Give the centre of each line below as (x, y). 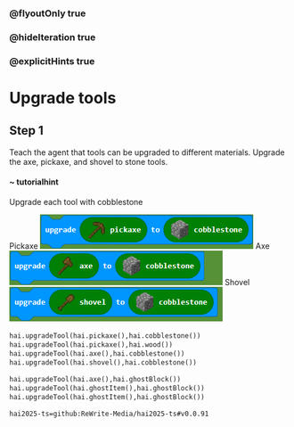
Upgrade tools (63, 98)
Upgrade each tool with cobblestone (76, 201)
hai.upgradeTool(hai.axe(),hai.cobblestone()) (97, 353)
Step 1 (27, 131)
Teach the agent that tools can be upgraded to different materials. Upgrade (147, 152)
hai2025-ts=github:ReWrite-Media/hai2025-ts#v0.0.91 (109, 414)
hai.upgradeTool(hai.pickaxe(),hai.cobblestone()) (105, 336)
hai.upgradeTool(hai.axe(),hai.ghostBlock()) (95, 379)
